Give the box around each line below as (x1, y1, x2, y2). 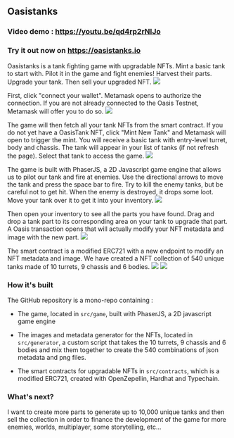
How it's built (7, 280, 54, 289)
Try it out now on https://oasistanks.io (7, 46, 141, 56)
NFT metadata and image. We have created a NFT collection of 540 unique (7, 254, 225, 263)
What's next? (7, 392, 54, 401)
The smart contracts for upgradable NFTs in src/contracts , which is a (17, 366, 220, 375)
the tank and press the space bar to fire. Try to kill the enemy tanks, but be (7, 180, 223, 189)
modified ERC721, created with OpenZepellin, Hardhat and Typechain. (17, 374, 220, 382)
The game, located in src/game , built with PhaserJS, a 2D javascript (17, 309, 212, 318)
